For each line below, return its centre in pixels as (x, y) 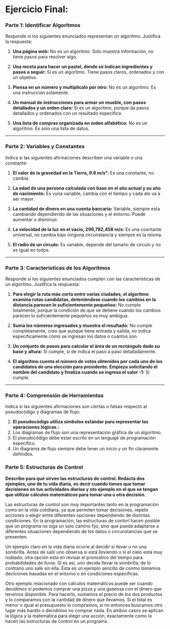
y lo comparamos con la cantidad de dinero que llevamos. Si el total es (79, 600)
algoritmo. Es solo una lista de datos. (51, 128)
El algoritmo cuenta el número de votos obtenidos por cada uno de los (88, 361)
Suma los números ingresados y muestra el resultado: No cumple (82, 325)
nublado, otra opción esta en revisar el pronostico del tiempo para (74, 557)
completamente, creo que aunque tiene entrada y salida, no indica (81, 331)
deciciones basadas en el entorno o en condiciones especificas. (72, 573)
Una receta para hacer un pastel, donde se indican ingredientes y (82, 67)
